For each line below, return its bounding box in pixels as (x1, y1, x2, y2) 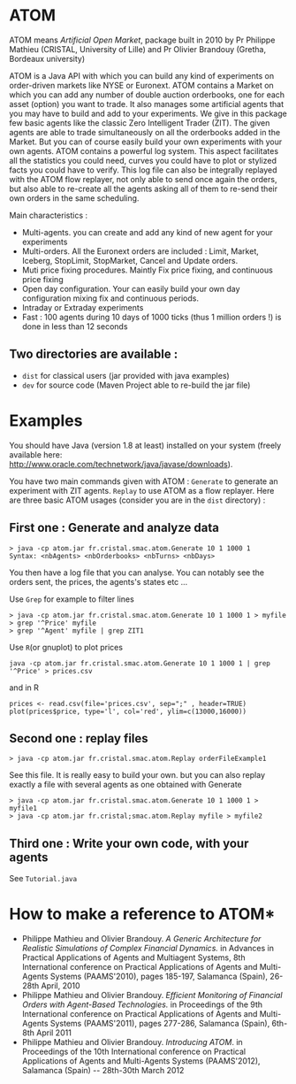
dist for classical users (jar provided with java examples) (21, 370, 230, 381)
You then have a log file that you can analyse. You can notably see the (9, 567, 265, 578)
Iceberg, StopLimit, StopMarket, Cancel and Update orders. (21, 255, 239, 265)
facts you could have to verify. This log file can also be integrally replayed (9, 165, 277, 175)
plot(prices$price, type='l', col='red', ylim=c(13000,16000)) (9, 707, 247, 716)
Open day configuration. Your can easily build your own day (21, 283, 240, 294)
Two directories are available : (9, 347, 178, 362)
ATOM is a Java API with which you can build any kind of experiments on (9, 70, 275, 81)
